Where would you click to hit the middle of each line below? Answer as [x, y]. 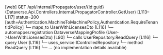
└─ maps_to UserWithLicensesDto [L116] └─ [69, 27]
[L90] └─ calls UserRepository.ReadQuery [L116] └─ [106, 37]
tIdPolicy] [15, 27]
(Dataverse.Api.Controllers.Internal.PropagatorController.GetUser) [71, 12]
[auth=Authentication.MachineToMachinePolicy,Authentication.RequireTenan [81, 22]
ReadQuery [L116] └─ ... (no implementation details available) [66, 48]
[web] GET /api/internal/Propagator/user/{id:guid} [55, 7]
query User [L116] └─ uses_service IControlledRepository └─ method [74, 42]
